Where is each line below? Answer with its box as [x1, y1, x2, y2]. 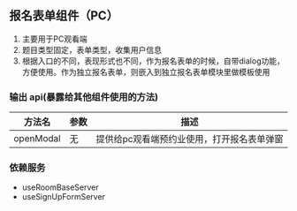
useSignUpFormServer [21, 192, 106, 202]
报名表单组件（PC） [9, 8, 119, 24]
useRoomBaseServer [21, 182, 99, 192]
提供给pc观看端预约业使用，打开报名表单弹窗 [95, 133, 284, 146]
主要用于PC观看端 [21, 34, 88, 44]
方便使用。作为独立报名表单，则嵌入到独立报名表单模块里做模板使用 [21, 66, 270, 77]
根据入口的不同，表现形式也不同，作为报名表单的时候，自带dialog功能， [21, 56, 285, 66]
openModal [13, 132, 61, 145]
